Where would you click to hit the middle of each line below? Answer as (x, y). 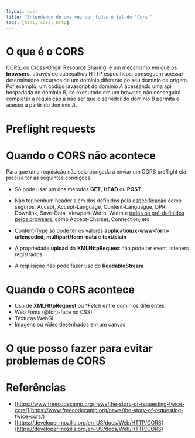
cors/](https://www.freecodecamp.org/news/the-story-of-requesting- (99, 410)
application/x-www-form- (137, 231)
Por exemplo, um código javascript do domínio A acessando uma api (89, 86)
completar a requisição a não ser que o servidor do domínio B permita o (93, 99)
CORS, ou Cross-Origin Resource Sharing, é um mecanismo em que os (92, 67)
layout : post (22, 11)
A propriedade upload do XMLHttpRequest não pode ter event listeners (102, 248)
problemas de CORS (56, 361)
